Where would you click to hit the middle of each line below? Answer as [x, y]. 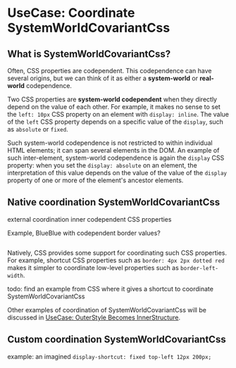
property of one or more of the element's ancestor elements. [95, 180]
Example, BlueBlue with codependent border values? [84, 233]
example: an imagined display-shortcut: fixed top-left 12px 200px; [110, 356]
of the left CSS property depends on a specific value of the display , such [116, 122]
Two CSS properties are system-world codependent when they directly [112, 99]
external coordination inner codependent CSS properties [89, 219]
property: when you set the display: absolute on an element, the [102, 165]
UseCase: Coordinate [71, 13]
